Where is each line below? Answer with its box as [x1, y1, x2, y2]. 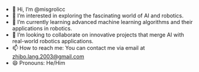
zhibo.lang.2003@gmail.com [12, 53, 84, 60]
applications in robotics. [12, 25, 72, 32]
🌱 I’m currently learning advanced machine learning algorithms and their [12, 19, 193, 25]
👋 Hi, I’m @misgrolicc [12, 6, 66, 13]
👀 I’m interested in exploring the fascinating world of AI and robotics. [12, 12, 184, 19]
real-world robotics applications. [12, 38, 94, 44]
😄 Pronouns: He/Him [12, 59, 66, 66]
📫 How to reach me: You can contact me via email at [12, 44, 146, 51]
